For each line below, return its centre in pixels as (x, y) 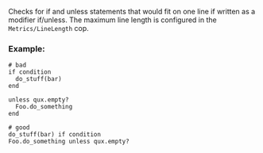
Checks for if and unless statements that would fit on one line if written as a (132, 11)
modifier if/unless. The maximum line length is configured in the (112, 20)
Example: (27, 48)
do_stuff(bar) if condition (55, 135)
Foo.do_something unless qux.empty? (69, 142)
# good (19, 128)
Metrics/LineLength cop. (48, 28)
